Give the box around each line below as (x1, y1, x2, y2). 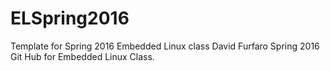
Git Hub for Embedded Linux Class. (10, 50, 155, 62)
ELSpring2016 (10, 7, 130, 30)
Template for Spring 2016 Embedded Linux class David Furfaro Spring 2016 (10, 40, 320, 52)
